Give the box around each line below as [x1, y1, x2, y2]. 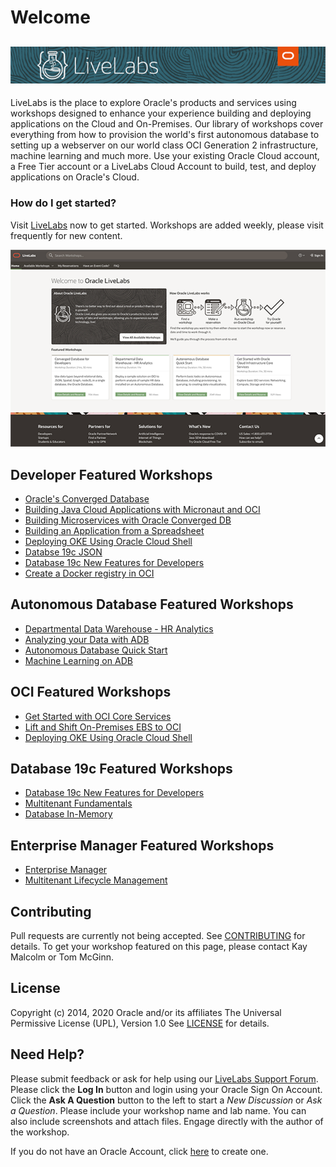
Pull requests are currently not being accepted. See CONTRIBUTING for [10, 930, 306, 942]
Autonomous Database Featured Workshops [10, 596, 294, 613]
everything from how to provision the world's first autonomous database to [10, 129, 320, 141]
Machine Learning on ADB [24, 654, 133, 666]
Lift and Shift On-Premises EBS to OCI [24, 721, 182, 733]
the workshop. [10, 1126, 70, 1138]
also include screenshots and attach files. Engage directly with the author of [10, 1115, 324, 1127]
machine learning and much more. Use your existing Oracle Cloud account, [10, 150, 320, 162]
